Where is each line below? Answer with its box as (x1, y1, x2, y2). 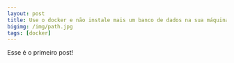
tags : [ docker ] (7, 29, 52, 37)
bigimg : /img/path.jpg (7, 23, 73, 30)
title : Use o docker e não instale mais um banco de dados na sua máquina (7, 17, 229, 24)
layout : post (7, 10, 45, 17)
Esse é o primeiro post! (7, 48, 74, 57)
